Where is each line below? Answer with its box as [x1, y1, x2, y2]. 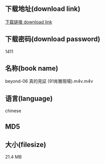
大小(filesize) [5, 141, 46, 149]
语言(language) [5, 94, 53, 103]
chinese [5, 108, 21, 114]
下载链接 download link [5, 19, 52, 25]
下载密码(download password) [5, 35, 101, 43]
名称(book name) [5, 64, 58, 73]
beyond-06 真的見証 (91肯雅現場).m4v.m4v [5, 78, 93, 84]
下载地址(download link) [5, 4, 81, 13]
